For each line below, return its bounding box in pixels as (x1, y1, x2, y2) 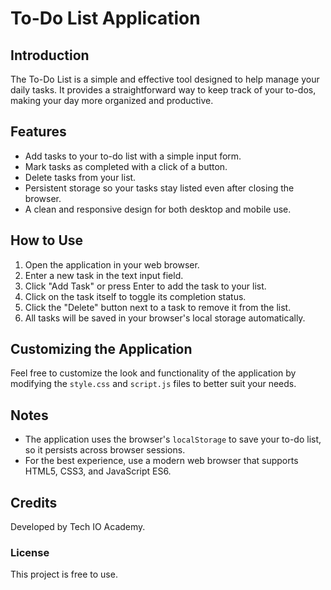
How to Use (10, 232, 84, 249)
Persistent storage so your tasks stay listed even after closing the (24, 182, 295, 194)
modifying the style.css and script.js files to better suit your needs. (10, 378, 297, 390)
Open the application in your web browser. (24, 258, 200, 271)
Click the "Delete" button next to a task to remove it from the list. (24, 301, 292, 313)
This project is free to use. (10, 568, 118, 581)
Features (10, 123, 67, 141)
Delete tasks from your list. (24, 171, 137, 183)
